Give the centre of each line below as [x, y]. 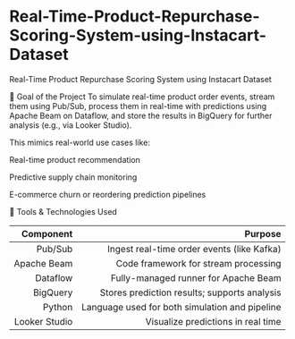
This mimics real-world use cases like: [80, 142]
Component [47, 233]
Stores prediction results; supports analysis [190, 292]
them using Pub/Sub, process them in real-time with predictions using [138, 106]
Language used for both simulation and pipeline [181, 307]
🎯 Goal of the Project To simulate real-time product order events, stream [142, 97]
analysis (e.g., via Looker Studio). [71, 125]
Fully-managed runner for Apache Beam [196, 277]
